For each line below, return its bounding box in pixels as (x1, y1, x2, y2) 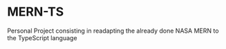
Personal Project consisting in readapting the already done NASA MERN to (7, 27, 219, 35)
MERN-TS (7, 4, 64, 20)
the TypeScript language (7, 33, 77, 42)
